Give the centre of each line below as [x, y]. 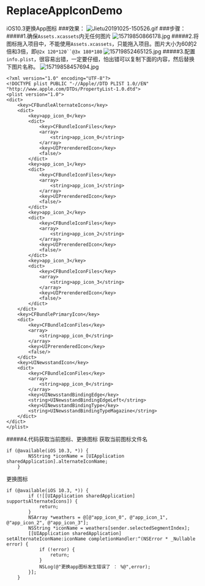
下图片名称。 [22, 67]
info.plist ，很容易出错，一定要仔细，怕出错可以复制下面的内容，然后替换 [100, 59]
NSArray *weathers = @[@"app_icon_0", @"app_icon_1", [98, 517]
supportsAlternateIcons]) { [42, 501]
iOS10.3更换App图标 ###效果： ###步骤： [96, 28]
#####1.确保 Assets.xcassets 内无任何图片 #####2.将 [102, 36]
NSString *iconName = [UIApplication [76, 456]
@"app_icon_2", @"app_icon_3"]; [47, 523]
